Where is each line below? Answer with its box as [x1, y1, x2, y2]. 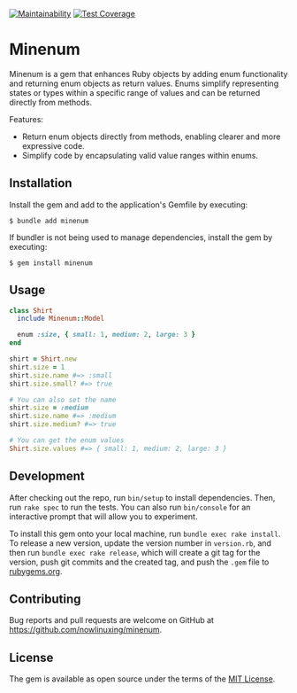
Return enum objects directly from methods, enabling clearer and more [21, 131, 281, 142]
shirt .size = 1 [9, 362, 65, 371]
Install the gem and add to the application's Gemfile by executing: [9, 199, 248, 210]
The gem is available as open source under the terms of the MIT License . [9, 674, 276, 684]
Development [9, 469, 86, 484]
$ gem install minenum [9, 258, 93, 268]
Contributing [9, 592, 81, 607]
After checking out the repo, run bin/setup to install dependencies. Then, [9, 492, 276, 502]
